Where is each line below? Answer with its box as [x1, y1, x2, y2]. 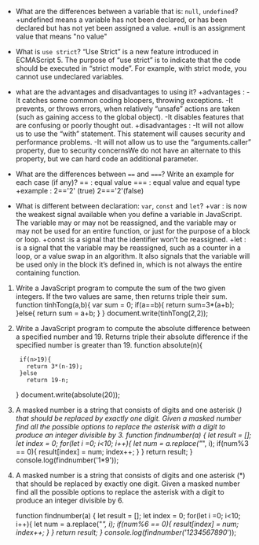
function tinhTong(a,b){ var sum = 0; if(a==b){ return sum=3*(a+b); [15, 300, 235, 309]
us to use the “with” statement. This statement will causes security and [15, 129, 246, 138]
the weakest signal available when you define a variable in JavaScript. [15, 210, 243, 219]
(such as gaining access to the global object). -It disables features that [15, 112, 245, 121]
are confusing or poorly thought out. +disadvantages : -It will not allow [15, 121, 244, 130]
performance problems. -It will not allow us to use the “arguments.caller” [15, 138, 251, 146]
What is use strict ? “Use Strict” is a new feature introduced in [15, 47, 219, 56]
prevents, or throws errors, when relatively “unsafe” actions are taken [15, 104, 241, 113]
